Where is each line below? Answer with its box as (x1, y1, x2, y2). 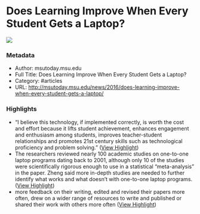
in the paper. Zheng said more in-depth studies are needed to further (14, 169, 185, 176)
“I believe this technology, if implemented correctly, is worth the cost (14, 118, 184, 126)
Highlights (6, 105, 37, 113)
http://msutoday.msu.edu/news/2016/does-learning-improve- (28, 83, 180, 91)
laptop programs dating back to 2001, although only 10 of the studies (14, 156, 184, 163)
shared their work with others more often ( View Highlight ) (14, 201, 157, 208)
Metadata (6, 51, 35, 59)
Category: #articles (14, 77, 63, 85)
